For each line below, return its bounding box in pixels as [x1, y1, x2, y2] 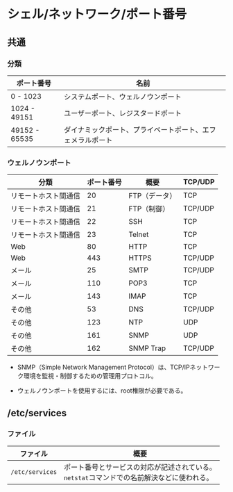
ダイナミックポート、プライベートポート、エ [63, 124, 209, 134]
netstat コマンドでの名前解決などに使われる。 [63, 473, 214, 482]
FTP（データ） [128, 191, 177, 201]
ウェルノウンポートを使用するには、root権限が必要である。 [17, 386, 187, 395]
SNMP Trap [128, 343, 166, 353]
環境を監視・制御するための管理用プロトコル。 [23, 372, 157, 380]
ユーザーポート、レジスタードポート [63, 108, 182, 118]
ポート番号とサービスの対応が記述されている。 [63, 462, 216, 472]
